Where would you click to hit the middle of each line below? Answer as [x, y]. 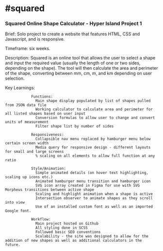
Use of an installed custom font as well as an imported [94, 207]
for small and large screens [34, 152]
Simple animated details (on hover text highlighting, [92, 173]
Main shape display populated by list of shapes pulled [93, 101]
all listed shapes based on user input [45, 114]
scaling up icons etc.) [29, 177]
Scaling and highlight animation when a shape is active [94, 194]
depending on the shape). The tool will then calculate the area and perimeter [81, 68]
